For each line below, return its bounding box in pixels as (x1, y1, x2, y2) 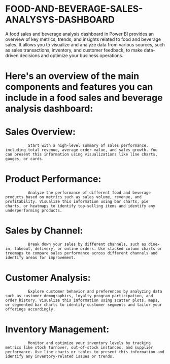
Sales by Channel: (5, 225, 83, 237)
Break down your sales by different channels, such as (27, 242, 146, 247)
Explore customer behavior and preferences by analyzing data (27, 289, 162, 294)
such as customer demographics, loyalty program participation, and (5, 293, 153, 298)
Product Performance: (5, 173, 101, 185)
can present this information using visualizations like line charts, (5, 152, 158, 157)
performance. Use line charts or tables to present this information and (5, 349, 165, 354)
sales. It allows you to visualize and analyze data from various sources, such (5, 41, 165, 47)
